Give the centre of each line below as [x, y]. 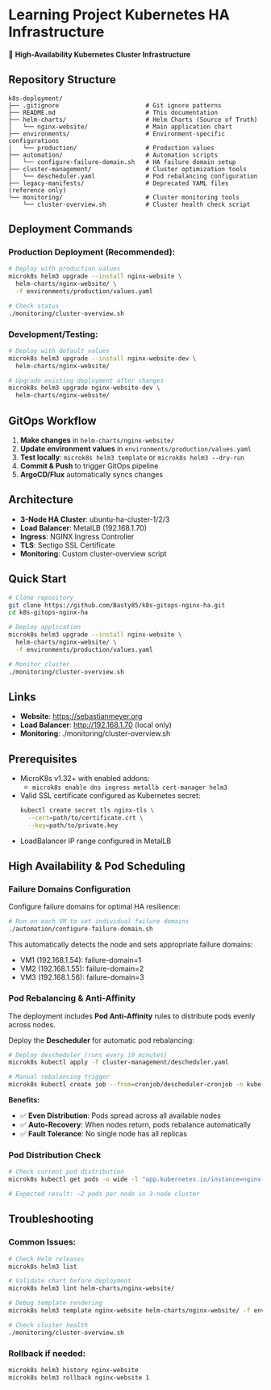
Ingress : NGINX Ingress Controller [77, 536]
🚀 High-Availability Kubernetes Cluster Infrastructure [100, 54]
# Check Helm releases [46, 1259]
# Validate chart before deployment [70, 1281]
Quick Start [38, 579]
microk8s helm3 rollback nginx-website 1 [79, 1377]
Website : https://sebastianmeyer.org [81, 716]
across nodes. [32, 1024]
